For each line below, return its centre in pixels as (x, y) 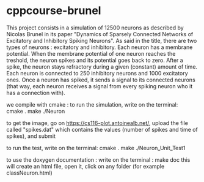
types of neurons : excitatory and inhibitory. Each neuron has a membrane (100, 47)
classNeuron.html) (30, 173)
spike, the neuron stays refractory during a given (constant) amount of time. (102, 66)
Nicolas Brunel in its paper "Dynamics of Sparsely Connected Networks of (100, 34)
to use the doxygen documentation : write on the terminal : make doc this (98, 159)
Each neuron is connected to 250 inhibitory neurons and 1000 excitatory (97, 73)
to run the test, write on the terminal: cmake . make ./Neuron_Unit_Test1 (96, 148)
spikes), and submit (31, 136)
